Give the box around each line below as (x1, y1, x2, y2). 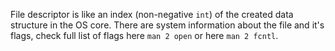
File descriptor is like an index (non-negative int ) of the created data (10, 9, 294, 20)
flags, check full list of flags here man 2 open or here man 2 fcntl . (10, 30, 279, 41)
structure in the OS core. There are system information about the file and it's (10, 19, 325, 31)
